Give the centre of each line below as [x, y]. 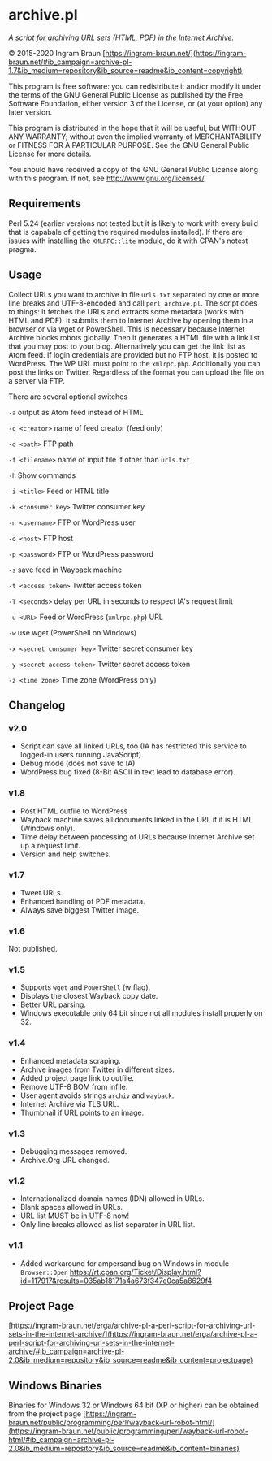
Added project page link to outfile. [77, 1077]
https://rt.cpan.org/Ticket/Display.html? [135, 1272]
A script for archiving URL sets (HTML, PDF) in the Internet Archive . [121, 37]
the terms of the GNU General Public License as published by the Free [126, 94]
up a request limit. [50, 845]
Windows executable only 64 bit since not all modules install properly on [141, 1013]
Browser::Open [44, 1272]
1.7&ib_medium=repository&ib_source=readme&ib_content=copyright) [125, 70]
